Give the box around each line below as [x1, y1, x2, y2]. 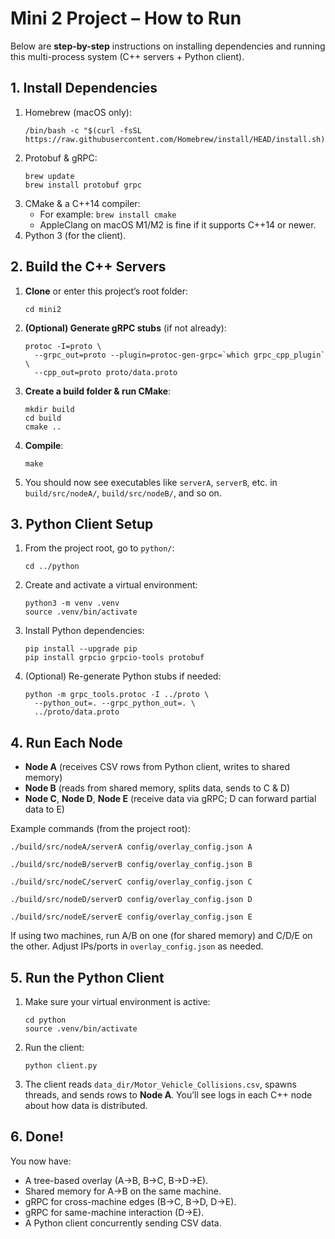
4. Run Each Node [10, 734, 123, 751]
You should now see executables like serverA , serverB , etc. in [24, 476, 278, 488]
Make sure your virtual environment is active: [24, 996, 211, 1007]
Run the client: [24, 1042, 85, 1053]
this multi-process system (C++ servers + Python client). [10, 50, 245, 62]
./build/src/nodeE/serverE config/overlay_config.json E [10, 912, 253, 922]
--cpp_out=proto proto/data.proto [34, 367, 178, 377]
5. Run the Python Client [10, 969, 165, 986]
